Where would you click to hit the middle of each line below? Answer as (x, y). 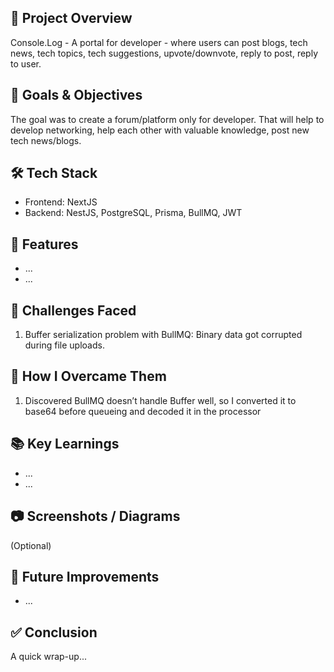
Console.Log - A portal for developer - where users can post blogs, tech (159, 42)
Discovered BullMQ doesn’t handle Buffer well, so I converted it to (160, 400)
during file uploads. (64, 345)
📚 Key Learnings (65, 444)
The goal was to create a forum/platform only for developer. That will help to (167, 119)
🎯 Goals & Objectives (76, 95)
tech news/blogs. (46, 140)
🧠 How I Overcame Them (88, 376)
